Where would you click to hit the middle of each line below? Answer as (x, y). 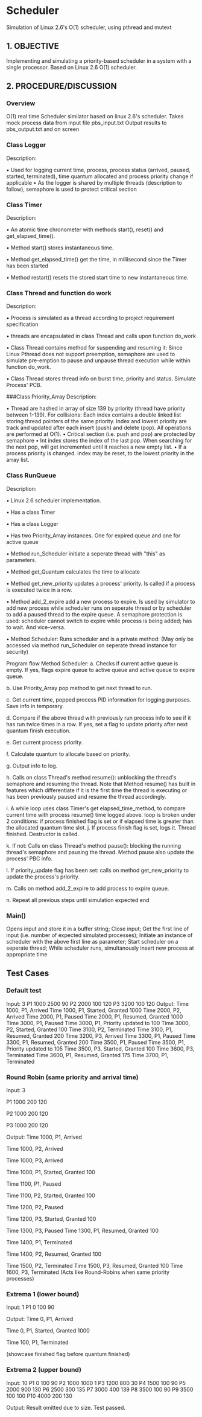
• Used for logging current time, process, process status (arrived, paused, (99, 170)
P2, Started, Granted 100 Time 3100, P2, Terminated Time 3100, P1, (90, 1029)
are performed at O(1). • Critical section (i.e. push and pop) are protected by (101, 434)
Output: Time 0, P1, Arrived (40, 1319)
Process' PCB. (24, 385)
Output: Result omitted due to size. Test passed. (66, 1407)
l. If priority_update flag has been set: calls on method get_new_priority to (97, 870)
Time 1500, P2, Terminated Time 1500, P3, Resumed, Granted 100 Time (95, 1265)
